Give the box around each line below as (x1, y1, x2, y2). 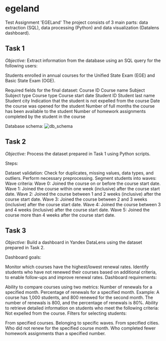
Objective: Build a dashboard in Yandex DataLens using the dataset (5, 239, 142, 245)
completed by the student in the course (5, 114, 86, 119)
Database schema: (5, 123, 44, 129)
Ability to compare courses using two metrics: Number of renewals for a (5, 284, 153, 290)
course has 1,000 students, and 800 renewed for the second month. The (5, 294, 154, 300)
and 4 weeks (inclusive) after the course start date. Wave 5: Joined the (5, 207, 150, 213)
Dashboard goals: (5, 254, 41, 260)
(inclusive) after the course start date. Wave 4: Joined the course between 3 (5, 201, 161, 207)
